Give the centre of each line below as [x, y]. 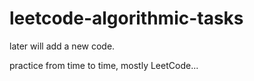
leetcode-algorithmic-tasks [126, 18]
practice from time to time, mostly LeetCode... [104, 65]
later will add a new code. [62, 46]
